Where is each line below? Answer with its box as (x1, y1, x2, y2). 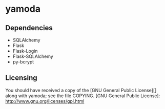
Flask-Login (12, 48, 38, 54)
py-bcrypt (12, 59, 34, 64)
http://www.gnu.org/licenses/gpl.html (5, 98, 85, 104)
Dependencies (5, 24, 53, 32)
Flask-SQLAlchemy (12, 53, 54, 59)
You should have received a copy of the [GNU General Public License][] (5, 87, 157, 93)
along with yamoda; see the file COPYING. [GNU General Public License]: (5, 93, 160, 99)
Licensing (5, 74, 37, 82)
